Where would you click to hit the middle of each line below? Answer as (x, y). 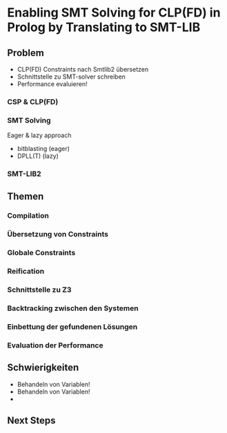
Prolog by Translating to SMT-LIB (104, 27)
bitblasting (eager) (43, 149)
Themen (26, 196)
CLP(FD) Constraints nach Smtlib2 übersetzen (83, 69)
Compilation (28, 216)
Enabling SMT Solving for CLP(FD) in (114, 13)
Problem (26, 53)
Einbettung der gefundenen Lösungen (72, 327)
